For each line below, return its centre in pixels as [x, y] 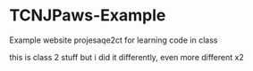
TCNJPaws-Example [88, 16]
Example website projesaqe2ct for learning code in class [114, 40]
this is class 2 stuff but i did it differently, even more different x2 [126, 57]
